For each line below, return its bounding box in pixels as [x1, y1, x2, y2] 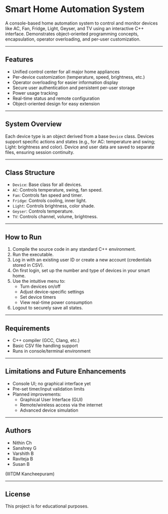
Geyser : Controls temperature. [12, 208, 74, 214]
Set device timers [19, 294, 56, 300]
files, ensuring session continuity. [5, 149, 74, 155]
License [5, 490, 30, 498]
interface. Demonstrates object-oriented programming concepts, [5, 31, 139, 37]
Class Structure [5, 168, 55, 177]
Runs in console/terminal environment [12, 348, 91, 354]
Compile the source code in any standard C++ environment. [12, 246, 136, 252]
